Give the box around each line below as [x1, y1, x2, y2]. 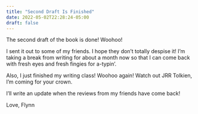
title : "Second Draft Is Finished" [6, 8, 95, 15]
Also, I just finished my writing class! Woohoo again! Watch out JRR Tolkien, [6, 72, 193, 79]
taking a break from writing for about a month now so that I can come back [6, 54, 190, 61]
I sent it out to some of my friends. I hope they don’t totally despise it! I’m [6, 48, 185, 55]
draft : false [6, 20, 39, 26]
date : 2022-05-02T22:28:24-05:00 [6, 14, 89, 20]
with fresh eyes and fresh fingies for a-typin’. [6, 60, 117, 67]
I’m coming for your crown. [6, 78, 73, 85]
